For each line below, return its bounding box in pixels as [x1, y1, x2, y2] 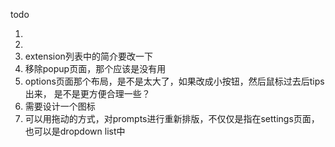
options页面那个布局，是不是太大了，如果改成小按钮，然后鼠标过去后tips [24, 75, 325, 87]
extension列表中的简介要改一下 [24, 50, 153, 62]
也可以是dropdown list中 [24, 125, 126, 137]
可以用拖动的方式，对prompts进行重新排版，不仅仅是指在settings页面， [24, 113, 320, 124]
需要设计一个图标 [24, 100, 96, 112]
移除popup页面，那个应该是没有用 [24, 63, 167, 74]
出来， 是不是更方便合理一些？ [24, 88, 151, 99]
